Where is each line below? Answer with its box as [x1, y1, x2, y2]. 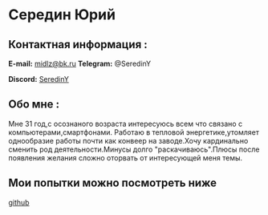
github [8, 197, 30, 207]
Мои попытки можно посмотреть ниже [8, 176, 217, 190]
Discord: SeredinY [8, 75, 70, 83]
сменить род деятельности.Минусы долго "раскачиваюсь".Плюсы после [8, 144, 260, 154]
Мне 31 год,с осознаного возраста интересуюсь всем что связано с [8, 119, 243, 128]
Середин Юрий [8, 6, 116, 24]
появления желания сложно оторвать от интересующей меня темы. [8, 152, 243, 162]
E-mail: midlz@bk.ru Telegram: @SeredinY [8, 59, 152, 68]
